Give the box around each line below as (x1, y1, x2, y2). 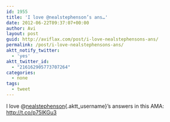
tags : (6, 81, 20, 87)
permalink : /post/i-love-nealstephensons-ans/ (6, 42, 124, 48)
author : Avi (6, 25, 36, 32)
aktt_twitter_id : (6, 58, 50, 64)
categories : (6, 70, 36, 76)
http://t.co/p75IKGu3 (6, 108, 57, 116)
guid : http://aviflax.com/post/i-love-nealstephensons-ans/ (6, 36, 159, 42)
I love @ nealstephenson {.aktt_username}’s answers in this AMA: (6, 102, 164, 110)
